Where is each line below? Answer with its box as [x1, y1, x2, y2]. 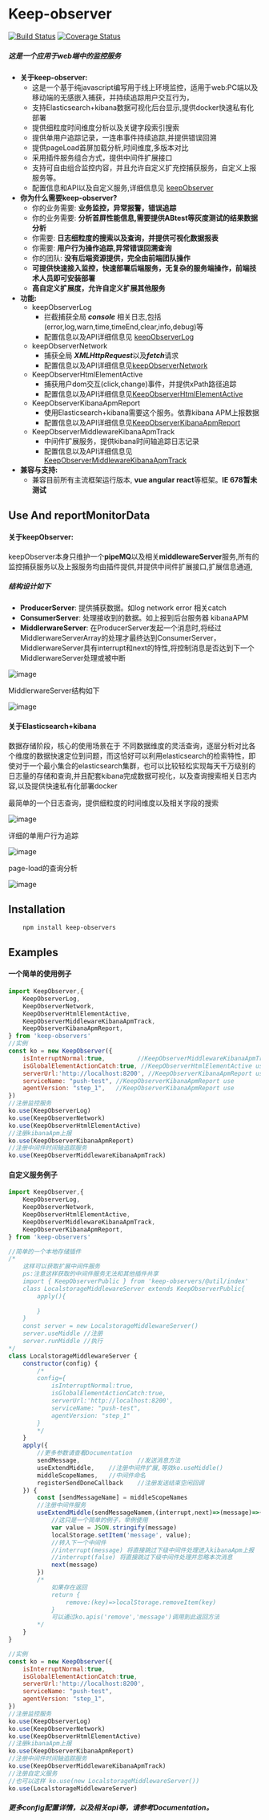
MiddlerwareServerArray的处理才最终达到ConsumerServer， [19, 633, 221, 643]
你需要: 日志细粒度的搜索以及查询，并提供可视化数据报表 [31, 233, 219, 242]
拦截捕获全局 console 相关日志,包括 [43, 311, 162, 321]
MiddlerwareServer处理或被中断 [19, 653, 126, 663]
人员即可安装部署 [38, 273, 96, 283]
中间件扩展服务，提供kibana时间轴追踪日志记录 [43, 436, 200, 446]
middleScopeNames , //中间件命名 [37, 1471, 147, 1480]
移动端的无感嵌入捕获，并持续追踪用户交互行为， [31, 92, 194, 102]
